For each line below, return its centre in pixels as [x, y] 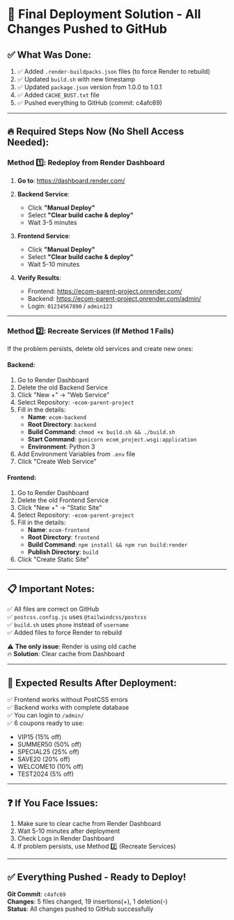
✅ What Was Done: [49, 55]
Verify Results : [39, 277]
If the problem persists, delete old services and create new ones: [100, 348]
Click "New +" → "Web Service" [63, 395]
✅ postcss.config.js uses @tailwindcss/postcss [77, 617]
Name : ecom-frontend [58, 530]
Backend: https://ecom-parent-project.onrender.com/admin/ [115, 298]
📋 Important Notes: [51, 589]
